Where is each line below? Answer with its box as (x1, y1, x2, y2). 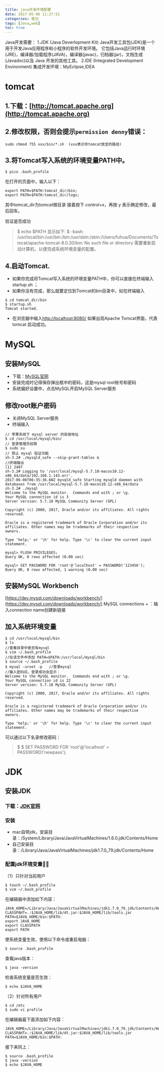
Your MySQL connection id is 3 (5, 494, 69, 499)
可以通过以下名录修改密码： (5, 734, 61, 740)
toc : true (5, 25, 25, 30)
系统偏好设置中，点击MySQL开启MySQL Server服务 (12, 386, 116, 391)
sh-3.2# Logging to (5, 469, 45, 474)
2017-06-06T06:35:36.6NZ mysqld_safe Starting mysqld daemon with (5, 477, 143, 482)
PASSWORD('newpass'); (17, 749, 67, 755)
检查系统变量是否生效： (5, 974, 52, 980)
